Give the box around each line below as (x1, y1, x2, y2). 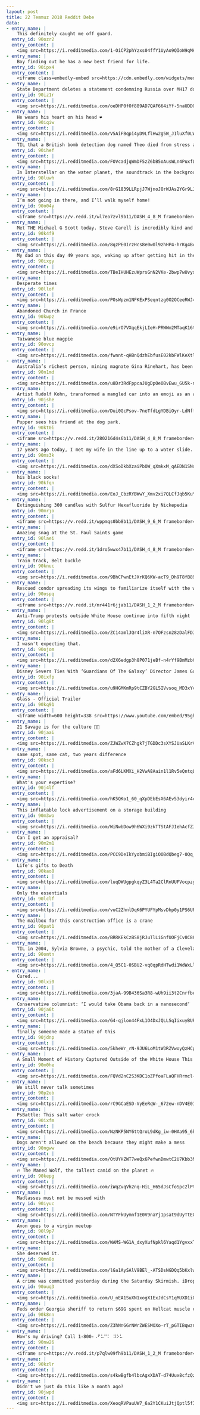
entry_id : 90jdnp (11, 1034, 55, 1041)
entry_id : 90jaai (11, 729, 55, 735)
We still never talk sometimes (17, 1084, 95, 1090)
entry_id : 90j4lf (11, 785, 55, 791)
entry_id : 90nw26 (11, 1339, 55, 1345)
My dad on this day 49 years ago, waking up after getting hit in (17, 253, 185, 259)
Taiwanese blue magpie (17, 336, 73, 342)
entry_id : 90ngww (11, 1145, 55, 1151)
